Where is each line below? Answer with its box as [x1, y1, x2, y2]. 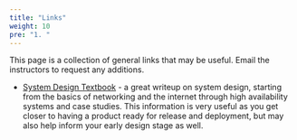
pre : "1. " [9, 30, 51, 39]
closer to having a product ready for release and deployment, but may [22, 110, 284, 122]
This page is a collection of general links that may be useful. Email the [9, 55, 270, 66]
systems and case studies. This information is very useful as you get [22, 101, 279, 112]
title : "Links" [9, 13, 67, 23]
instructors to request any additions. [9, 64, 145, 75]
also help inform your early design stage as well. [22, 120, 204, 131]
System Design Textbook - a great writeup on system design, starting [22, 82, 283, 93]
